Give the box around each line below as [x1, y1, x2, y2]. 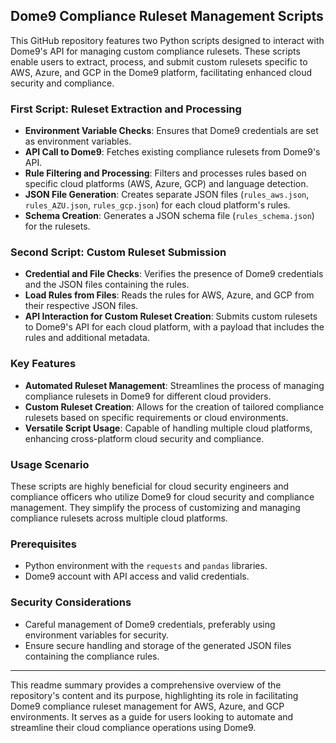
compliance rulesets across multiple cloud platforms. [10, 512, 228, 524]
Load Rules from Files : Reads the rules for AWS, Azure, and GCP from [24, 289, 315, 301]
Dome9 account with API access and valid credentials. [24, 570, 250, 583]
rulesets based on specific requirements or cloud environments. [24, 411, 289, 423]
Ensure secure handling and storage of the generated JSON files [24, 639, 292, 651]
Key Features [10, 357, 77, 371]
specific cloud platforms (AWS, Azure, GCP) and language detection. [24, 178, 309, 190]
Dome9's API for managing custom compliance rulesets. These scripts [10, 45, 301, 57]
